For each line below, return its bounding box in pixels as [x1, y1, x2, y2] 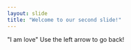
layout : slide [7, 10, 48, 17]
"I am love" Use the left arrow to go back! [7, 35, 125, 43]
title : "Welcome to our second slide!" [7, 16, 122, 23]
